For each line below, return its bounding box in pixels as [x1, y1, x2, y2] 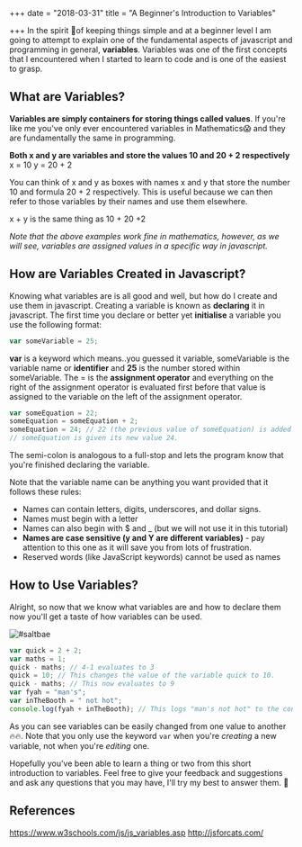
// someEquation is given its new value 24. [9, 434, 179, 443]
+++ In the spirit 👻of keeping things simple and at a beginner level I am [9, 25, 271, 35]
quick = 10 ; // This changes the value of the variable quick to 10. [9, 671, 276, 680]
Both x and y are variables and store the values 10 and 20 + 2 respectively [9, 149, 290, 160]
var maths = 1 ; [9, 654, 67, 663]
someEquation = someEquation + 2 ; [9, 417, 139, 426]
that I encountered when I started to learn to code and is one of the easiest [9, 54, 287, 64]
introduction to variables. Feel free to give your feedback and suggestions [9, 767, 283, 778]
